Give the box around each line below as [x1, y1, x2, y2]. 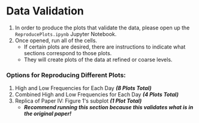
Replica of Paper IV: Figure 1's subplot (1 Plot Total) [14, 97, 142, 104]
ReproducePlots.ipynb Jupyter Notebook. [14, 30, 117, 37]
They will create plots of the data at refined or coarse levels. [23, 56, 173, 63]
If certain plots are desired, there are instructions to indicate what [23, 43, 186, 50]
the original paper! [23, 110, 72, 118]
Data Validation [6, 4, 84, 18]
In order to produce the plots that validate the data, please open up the [14, 24, 190, 31]
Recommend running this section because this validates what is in [23, 104, 194, 111]
